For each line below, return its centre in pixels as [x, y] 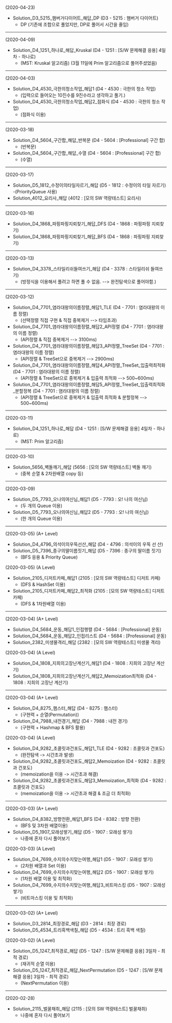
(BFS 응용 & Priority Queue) [49, 557]
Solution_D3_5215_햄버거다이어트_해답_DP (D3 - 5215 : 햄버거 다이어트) [85, 18]
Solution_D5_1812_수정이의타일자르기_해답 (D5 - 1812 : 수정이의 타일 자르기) [89, 185]
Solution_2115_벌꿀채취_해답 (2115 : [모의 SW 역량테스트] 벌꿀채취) [80, 1009]
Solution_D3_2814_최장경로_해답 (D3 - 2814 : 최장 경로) [69, 923]
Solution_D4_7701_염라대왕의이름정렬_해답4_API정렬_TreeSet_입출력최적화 [89, 365]
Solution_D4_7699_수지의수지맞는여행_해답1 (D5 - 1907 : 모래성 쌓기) [83, 859]
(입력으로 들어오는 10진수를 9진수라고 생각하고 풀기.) [73, 95]
